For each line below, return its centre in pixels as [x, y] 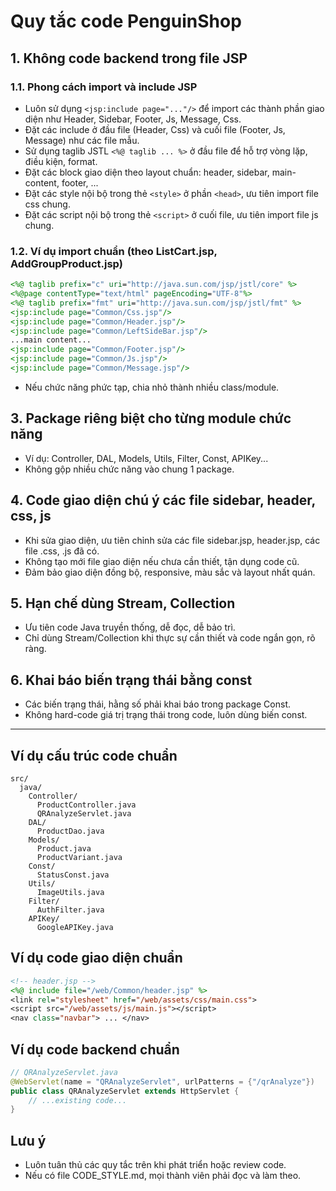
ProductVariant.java [79, 857]
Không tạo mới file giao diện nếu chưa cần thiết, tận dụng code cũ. [162, 561]
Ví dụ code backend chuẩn [95, 1049]
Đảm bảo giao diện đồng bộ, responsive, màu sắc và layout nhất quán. [170, 572]
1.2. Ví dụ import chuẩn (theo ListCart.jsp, [114, 251]
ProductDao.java [70, 831]
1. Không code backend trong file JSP [129, 58]
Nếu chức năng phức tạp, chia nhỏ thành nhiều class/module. [152, 387]
